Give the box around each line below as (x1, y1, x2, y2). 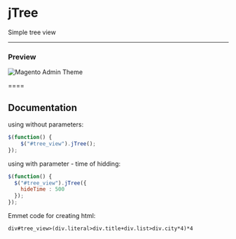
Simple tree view (8, 28, 57, 36)
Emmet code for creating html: (8, 212, 96, 220)
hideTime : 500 (20, 186, 65, 193)
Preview (8, 52, 36, 61)
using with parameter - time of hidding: (8, 159, 121, 168)
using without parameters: (8, 120, 84, 129)
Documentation (8, 101, 78, 113)
